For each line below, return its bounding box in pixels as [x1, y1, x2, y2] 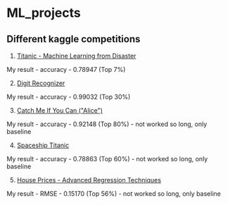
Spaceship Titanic [16, 141, 70, 149]
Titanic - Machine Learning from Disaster [16, 51, 137, 60]
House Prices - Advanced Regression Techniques [16, 176, 161, 184]
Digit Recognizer [16, 79, 65, 87]
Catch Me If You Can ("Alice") [16, 106, 103, 114]
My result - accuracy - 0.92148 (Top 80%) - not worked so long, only [6, 120, 208, 128]
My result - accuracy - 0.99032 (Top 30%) [6, 93, 131, 101]
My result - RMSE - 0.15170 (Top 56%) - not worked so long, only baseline [6, 190, 221, 198]
